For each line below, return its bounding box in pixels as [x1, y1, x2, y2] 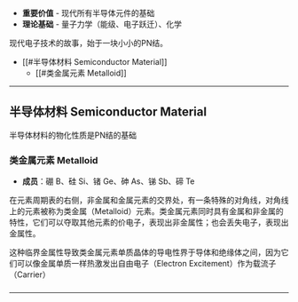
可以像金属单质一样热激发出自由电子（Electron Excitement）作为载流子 [16, 258, 277, 269]
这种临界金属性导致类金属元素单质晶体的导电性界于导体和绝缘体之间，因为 [9, 247, 281, 258]
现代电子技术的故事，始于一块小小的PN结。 [9, 38, 169, 48]
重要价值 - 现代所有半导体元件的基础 [21, 8, 155, 18]
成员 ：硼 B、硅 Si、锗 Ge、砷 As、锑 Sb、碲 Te [21, 176, 195, 187]
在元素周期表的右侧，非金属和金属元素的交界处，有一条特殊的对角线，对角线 [9, 195, 289, 206]
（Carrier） [9, 269, 51, 280]
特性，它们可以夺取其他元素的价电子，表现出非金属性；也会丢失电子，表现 [9, 217, 281, 228]
